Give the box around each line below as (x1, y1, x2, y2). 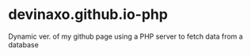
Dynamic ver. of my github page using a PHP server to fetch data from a (8, 32, 243, 41)
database (8, 39, 40, 49)
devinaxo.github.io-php (8, 6, 169, 24)
